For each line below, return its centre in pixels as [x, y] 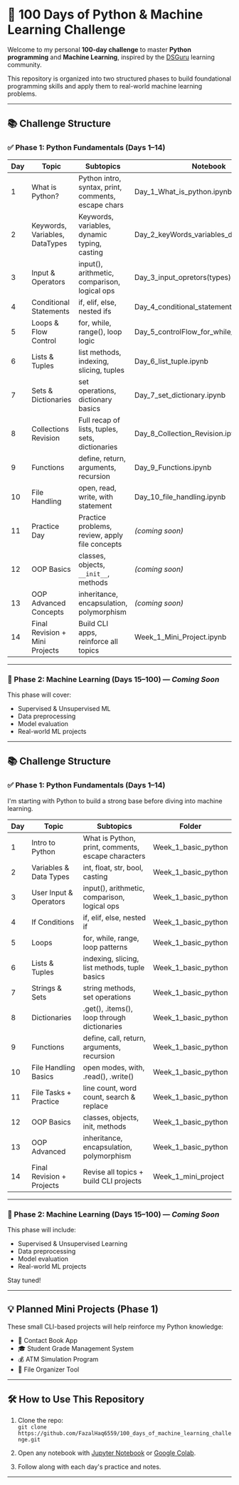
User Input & [52, 892]
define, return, [102, 458]
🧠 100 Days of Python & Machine [105, 15]
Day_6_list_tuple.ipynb [171, 361]
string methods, [109, 988]
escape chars [101, 205]
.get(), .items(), [108, 1008]
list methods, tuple [113, 967]
